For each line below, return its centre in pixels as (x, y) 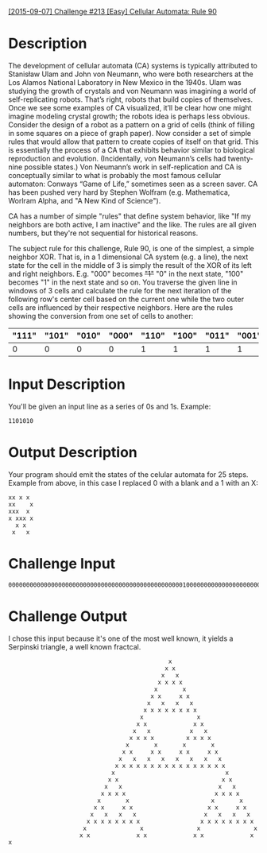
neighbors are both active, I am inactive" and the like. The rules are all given (132, 224)
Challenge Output (68, 616)
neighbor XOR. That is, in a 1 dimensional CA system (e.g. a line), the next (128, 257)
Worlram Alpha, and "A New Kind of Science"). (85, 200)
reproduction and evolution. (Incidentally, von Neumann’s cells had (117, 158)
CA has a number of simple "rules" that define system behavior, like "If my (130, 216)
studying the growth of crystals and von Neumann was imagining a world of (132, 91)
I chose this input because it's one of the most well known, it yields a (121, 638)
